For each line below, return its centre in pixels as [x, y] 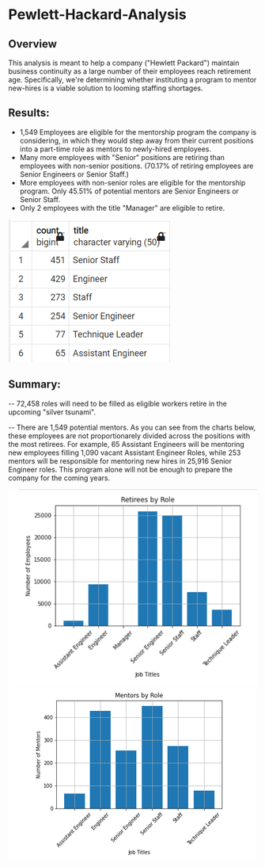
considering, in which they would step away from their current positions [137, 140]
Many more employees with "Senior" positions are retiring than [122, 157]
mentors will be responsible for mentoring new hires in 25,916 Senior [120, 460]
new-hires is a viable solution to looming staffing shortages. [106, 88]
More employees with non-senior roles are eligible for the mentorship [132, 182]
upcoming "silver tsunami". [52, 412]
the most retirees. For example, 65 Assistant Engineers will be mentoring [127, 444]
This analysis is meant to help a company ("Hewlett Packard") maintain [124, 63]
